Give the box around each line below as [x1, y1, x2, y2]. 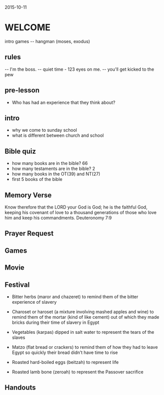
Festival [4, 280, 30, 289]
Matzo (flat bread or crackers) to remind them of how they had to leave [11, 344, 158, 350]
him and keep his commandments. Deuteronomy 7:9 [4, 215, 112, 221]
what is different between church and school [11, 132, 104, 138]
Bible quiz [4, 147, 36, 155]
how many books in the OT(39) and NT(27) [11, 171, 101, 177]
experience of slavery [11, 299, 57, 305]
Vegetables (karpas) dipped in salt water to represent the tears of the [11, 329, 155, 335]
